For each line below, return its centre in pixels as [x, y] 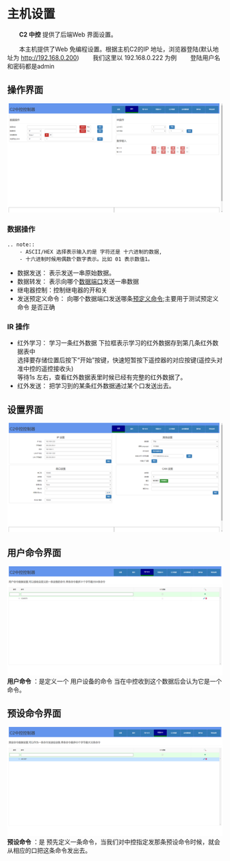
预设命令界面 [34, 714]
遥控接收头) [57, 369]
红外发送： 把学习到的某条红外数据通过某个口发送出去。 [96, 386]
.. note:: [21, 245]
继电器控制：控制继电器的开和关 [62, 290]
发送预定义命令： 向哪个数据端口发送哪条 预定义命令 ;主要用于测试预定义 [118, 299]
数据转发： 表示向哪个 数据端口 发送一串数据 [78, 282]
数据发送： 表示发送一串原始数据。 [66, 273]
